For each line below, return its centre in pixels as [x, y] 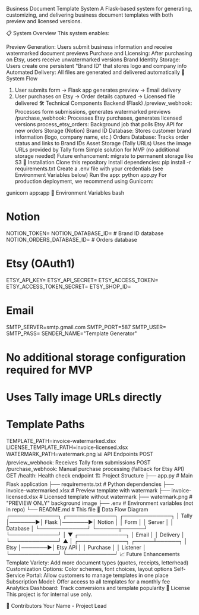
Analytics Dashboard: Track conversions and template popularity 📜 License [98, 588]
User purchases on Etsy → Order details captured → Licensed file [95, 96]
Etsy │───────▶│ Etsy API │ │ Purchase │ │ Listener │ [76, 548]
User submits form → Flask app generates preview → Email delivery [98, 90]
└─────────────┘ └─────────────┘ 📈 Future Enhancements [93, 554]
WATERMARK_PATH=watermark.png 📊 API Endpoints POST [80, 454]
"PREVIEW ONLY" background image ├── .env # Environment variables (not [100, 503]
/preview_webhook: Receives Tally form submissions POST [78, 463]
